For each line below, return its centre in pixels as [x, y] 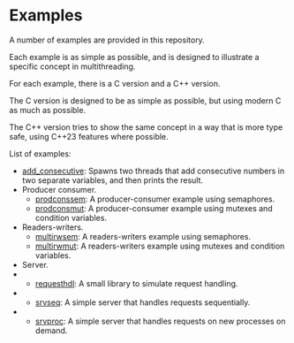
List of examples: [40, 153]
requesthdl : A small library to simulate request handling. [136, 283]
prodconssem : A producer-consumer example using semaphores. [155, 199]
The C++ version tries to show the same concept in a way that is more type [146, 127]
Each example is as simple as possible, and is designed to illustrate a [134, 57]
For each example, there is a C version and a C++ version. [115, 83]
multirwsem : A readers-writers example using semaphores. [143, 236]
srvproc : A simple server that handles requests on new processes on [160, 321]
